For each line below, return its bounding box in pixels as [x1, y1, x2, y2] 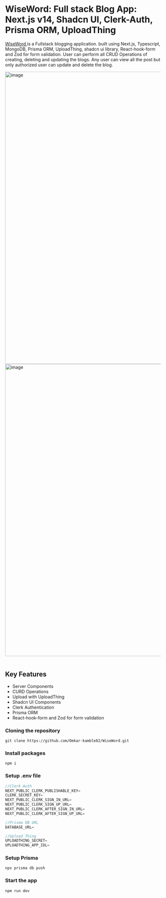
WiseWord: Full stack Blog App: [5, 3, 137, 15]
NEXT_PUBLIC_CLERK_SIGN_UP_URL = [5, 802, 72, 807]
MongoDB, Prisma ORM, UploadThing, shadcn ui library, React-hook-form [5, 46, 156, 52]
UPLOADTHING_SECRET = [5, 838, 48, 843]
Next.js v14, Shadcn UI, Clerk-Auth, [5, 14, 153, 25]
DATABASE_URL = [5, 824, 35, 830]
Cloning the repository [5, 727, 60, 734]
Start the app [5, 877, 38, 884]
